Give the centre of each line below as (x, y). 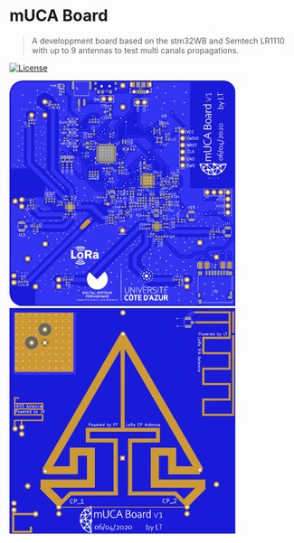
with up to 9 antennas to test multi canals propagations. (135, 50)
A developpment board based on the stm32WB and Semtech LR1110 (158, 41)
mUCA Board (59, 16)
